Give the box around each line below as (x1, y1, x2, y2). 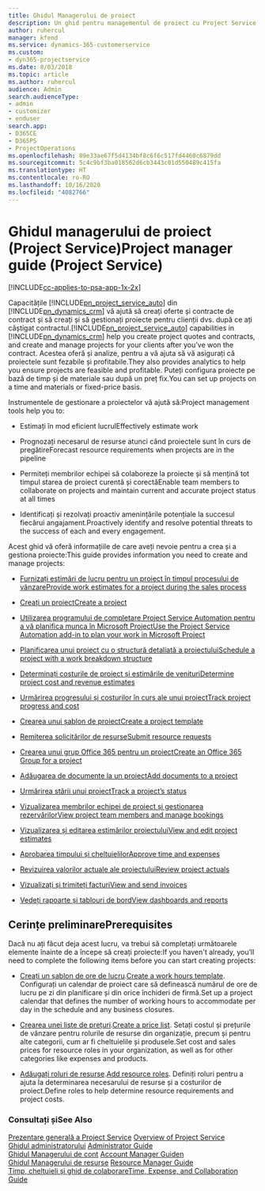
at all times (19, 494, 55, 503)
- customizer (8, 108, 51, 116)
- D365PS (8, 136, 37, 145)
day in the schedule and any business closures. (19, 1005, 175, 1014)
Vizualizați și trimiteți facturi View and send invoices (19, 880, 187, 889)
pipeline (19, 453, 46, 463)
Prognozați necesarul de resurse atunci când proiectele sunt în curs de (19, 437, 252, 446)
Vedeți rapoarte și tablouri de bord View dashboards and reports (19, 895, 229, 904)
